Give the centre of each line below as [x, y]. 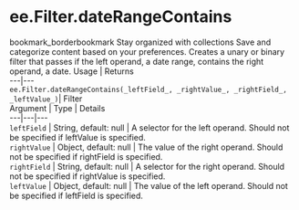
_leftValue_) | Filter [46, 99]
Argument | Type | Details [57, 108]
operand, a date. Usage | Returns [72, 71]
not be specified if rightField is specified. [86, 156]
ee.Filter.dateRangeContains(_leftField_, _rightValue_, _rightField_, [148, 89]
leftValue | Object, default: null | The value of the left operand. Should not [149, 185]
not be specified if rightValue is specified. [88, 176]
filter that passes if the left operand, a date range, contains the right [137, 61]
